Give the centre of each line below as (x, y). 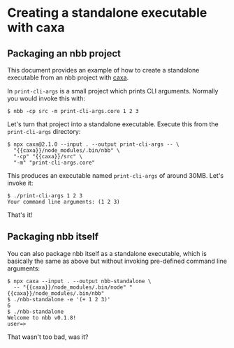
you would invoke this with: (46, 98)
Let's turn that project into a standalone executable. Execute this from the (113, 124)
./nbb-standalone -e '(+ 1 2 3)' (62, 299)
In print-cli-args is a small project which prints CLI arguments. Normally (113, 91)
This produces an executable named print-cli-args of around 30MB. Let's (116, 175)
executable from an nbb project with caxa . (68, 77)
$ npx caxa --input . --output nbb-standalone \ (79, 281)
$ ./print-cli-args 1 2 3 (45, 196)
